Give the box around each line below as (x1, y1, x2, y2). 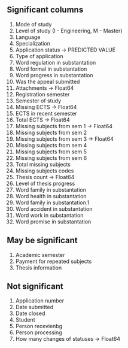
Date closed (15, 310, 45, 317)
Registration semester (15, 90, 70, 98)
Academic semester (15, 251, 65, 258)
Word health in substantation (15, 192, 87, 199)
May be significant (7, 235, 78, 246)
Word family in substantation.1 (15, 199, 90, 206)
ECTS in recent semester (15, 110, 77, 117)
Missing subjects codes (15, 167, 74, 174)
